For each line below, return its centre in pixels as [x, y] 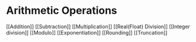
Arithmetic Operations [62, 11]
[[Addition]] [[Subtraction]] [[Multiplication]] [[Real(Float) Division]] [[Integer [98, 26]
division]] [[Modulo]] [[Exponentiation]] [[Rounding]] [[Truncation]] [87, 32]
